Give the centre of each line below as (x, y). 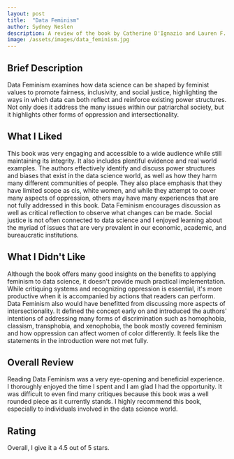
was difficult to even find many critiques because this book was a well (108, 394)
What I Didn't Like (46, 257)
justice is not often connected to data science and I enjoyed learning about (115, 220)
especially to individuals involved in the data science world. (93, 409)
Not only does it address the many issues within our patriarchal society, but (116, 107)
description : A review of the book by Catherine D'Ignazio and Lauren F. (117, 33)
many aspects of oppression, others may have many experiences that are (113, 198)
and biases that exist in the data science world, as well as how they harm (112, 175)
